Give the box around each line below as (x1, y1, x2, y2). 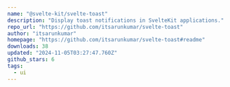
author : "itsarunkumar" (7, 29, 77, 37)
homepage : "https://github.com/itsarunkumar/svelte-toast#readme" (7, 36, 205, 43)
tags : (7, 62, 23, 69)
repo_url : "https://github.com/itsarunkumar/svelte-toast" (7, 23, 184, 30)
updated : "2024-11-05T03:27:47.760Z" (7, 50, 118, 57)
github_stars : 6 (7, 56, 55, 63)
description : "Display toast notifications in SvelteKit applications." (7, 17, 224, 24)
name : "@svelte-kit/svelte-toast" (7, 10, 109, 18)
